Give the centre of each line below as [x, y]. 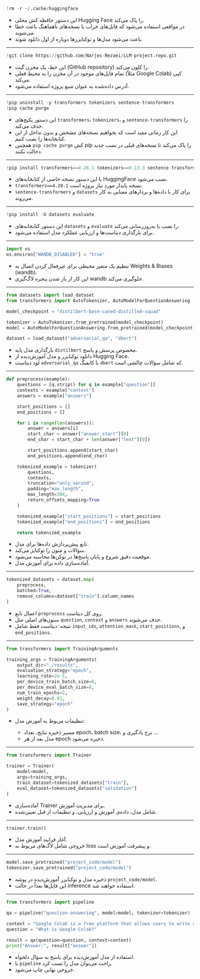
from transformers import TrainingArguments [62, 649]
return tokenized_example [49, 532]
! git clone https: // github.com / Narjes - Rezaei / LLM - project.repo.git [92, 56]
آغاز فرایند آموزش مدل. [41, 839]
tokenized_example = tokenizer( [57, 467]
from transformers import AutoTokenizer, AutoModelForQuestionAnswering [98, 301]
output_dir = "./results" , [48, 665]
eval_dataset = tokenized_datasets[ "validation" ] [77, 788]
